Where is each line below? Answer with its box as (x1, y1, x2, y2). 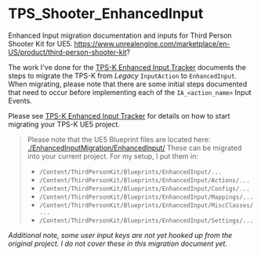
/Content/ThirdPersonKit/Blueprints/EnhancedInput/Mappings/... (38, 193, 254, 201)
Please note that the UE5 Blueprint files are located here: (27, 134, 211, 144)
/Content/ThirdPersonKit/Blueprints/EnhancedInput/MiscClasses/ (38, 201, 254, 209)
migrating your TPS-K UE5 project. (8, 119, 120, 129)
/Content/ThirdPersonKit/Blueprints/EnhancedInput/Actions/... (38, 176, 251, 185)
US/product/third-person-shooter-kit (8, 47, 127, 57)
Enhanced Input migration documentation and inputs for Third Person (8, 31, 233, 40)
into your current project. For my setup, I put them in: (27, 151, 198, 161)
